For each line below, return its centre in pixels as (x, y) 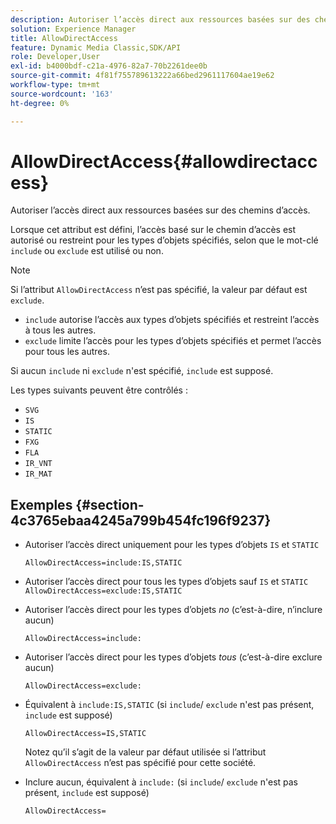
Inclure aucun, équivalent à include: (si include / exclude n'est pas (161, 782)
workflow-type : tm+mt (55, 85)
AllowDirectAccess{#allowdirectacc (164, 161)
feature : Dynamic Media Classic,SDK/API (96, 47)
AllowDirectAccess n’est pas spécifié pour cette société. (140, 763)
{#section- (110, 504)
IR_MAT (38, 474)
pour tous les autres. (67, 352)
